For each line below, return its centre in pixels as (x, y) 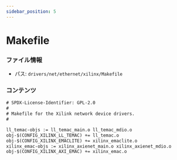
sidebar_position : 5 (31, 11)
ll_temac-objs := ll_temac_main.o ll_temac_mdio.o (69, 130)
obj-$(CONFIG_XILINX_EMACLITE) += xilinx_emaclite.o (72, 141)
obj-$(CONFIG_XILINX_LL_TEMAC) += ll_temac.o (62, 135)
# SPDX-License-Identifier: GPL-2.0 (51, 103)
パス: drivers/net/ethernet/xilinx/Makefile (69, 74)
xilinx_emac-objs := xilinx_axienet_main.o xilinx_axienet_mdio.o (89, 146)
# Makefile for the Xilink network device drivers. (70, 114)
